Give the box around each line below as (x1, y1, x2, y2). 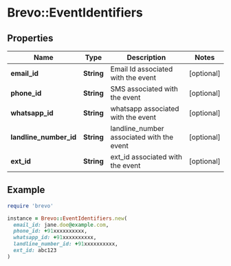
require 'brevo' (7, 202, 54, 209)
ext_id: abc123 (13, 247, 57, 254)
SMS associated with (110, 84, 179, 94)
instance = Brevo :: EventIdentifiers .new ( (7, 215, 128, 222)
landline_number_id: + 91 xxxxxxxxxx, (13, 241, 118, 247)
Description (126, 53, 166, 62)
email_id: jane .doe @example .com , (13, 221, 109, 228)
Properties (7, 32, 54, 44)
